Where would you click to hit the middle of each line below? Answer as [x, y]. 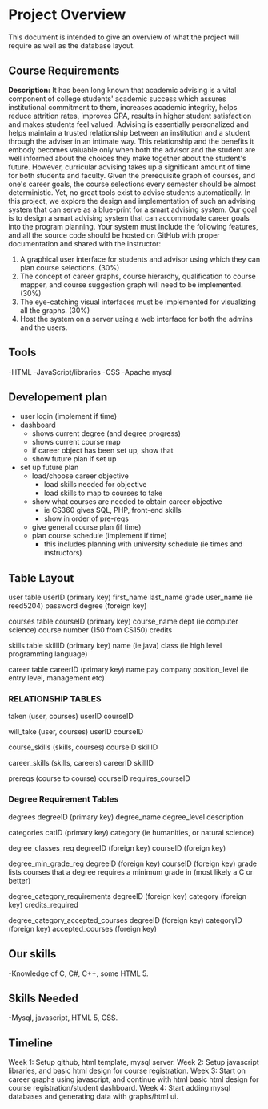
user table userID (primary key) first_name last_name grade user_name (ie [131, 597]
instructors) [63, 553]
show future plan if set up [74, 459]
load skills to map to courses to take [103, 493]
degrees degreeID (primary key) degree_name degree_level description [126, 817]
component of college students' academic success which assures [117, 99]
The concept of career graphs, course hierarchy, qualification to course [138, 276]
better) [20, 880]
